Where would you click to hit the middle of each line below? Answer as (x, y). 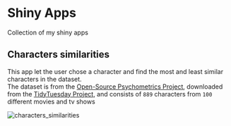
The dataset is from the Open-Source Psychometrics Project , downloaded (115, 87)
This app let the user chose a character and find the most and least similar (115, 71)
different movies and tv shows (51, 101)
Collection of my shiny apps (48, 32)
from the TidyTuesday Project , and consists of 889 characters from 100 (110, 94)
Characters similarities (59, 55)
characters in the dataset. (45, 79)
